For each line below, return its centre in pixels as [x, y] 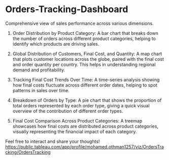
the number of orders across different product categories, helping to [84, 38]
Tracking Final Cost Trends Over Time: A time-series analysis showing [86, 79]
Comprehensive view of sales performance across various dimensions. [79, 23]
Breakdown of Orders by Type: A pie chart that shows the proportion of [87, 100]
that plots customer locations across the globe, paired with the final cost [88, 59]
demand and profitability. [39, 70]
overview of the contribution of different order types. [68, 111]
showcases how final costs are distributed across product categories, [86, 126]
